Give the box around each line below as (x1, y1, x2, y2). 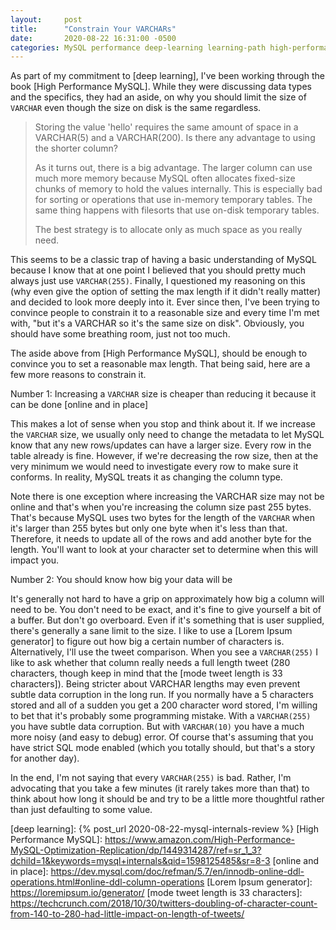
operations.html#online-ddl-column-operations (10, 876, 205, 888)
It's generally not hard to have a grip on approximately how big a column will (10, 593, 325, 605)
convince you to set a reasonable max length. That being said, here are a (10, 358, 311, 370)
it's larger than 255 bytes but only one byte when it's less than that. (10, 522, 288, 535)
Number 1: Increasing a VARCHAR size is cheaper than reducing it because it (10, 388, 317, 400)
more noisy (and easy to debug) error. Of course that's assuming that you (10, 731, 314, 743)
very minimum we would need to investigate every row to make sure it (10, 461, 299, 473)
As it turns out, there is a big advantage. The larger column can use (34, 162, 313, 174)
